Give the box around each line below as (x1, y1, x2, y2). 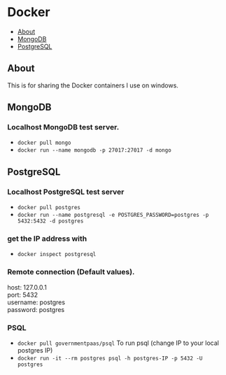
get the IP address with (7, 234, 87, 243)
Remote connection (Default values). (7, 267, 135, 277)
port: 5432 (7, 290, 38, 299)
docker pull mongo (17, 139, 71, 147)
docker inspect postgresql (17, 251, 97, 258)
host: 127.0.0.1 (7, 283, 47, 291)
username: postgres (7, 298, 65, 306)
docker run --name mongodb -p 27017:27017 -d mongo (17, 147, 171, 154)
